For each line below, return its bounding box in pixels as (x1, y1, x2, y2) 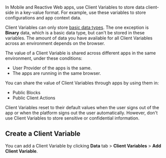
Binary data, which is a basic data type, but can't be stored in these (5, 30, 145, 35)
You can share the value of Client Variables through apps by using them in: (5, 80, 159, 86)
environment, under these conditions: (5, 55, 82, 61)
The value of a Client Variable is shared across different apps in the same (5, 50, 156, 56)
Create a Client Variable (5, 130, 81, 138)
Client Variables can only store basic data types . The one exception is (5, 24, 149, 30)
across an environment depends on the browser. (5, 40, 105, 46)
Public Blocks (12, 90, 41, 95)
